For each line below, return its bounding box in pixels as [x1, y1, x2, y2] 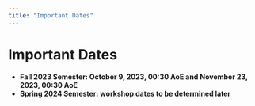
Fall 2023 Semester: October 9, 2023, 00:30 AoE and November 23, [19, 72, 248, 81]
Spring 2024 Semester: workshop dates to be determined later [19, 89, 231, 98]
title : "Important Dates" [8, 11, 93, 20]
